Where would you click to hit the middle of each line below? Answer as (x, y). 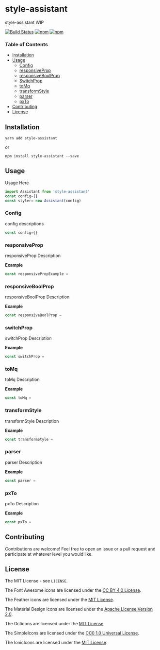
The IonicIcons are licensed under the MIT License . (56, 643)
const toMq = (18, 398)
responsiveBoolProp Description (37, 297)
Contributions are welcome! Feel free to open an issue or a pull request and (80, 549)
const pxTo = (18, 522)
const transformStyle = (29, 439)
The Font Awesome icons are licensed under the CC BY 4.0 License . (73, 590)
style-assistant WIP (24, 22)
